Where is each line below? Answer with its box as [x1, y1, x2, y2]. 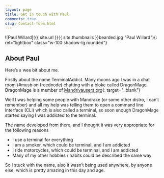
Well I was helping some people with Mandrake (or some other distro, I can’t [5, 97, 159, 103]
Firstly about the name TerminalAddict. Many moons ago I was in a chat [5, 77, 150, 83]
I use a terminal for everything [12, 137, 73, 143]
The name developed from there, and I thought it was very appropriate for [5, 122, 155, 128]
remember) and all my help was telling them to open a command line [5, 102, 144, 108]
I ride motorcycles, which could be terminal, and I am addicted [12, 147, 138, 153]
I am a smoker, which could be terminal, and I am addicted [12, 142, 131, 148]
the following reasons [5, 127, 49, 133]
